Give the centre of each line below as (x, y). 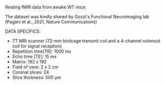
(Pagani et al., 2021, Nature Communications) (51, 22)
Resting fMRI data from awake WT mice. (46, 7)
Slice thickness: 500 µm (37, 77)
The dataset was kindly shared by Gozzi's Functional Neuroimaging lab (77, 16)
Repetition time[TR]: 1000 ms (42, 51)
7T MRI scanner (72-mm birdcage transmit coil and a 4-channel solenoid (86, 41)
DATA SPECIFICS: (23, 31)
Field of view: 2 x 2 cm (35, 67)
